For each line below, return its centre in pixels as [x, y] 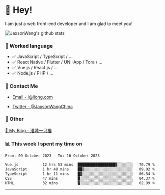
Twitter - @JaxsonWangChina [42, 106]
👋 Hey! [19, 10]
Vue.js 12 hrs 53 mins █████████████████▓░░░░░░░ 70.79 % [80, 165]
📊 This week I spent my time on [44, 143]
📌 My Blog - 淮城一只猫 [28, 130]
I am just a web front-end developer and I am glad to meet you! [69, 24]
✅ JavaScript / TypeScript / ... [42, 56]
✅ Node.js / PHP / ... [33, 73]
